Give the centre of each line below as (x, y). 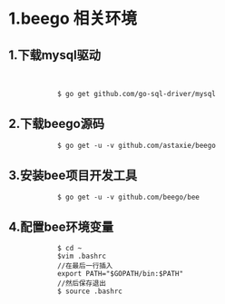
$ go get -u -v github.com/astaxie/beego (137, 145)
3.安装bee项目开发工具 (73, 176)
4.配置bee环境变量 (61, 227)
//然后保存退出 (81, 284)
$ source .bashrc (90, 291)
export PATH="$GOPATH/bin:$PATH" (120, 274)
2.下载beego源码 (57, 124)
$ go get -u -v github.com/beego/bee (128, 197)
